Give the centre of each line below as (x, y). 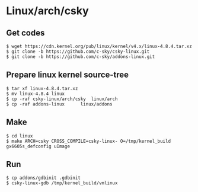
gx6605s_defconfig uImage (38, 146)
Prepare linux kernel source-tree (68, 75)
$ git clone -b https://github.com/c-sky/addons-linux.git (81, 57)
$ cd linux (20, 136)
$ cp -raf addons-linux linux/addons (59, 104)
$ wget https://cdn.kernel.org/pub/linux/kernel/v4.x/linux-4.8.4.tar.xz (99, 46)
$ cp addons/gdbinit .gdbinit (44, 178)
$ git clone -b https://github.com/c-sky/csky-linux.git (78, 52)
